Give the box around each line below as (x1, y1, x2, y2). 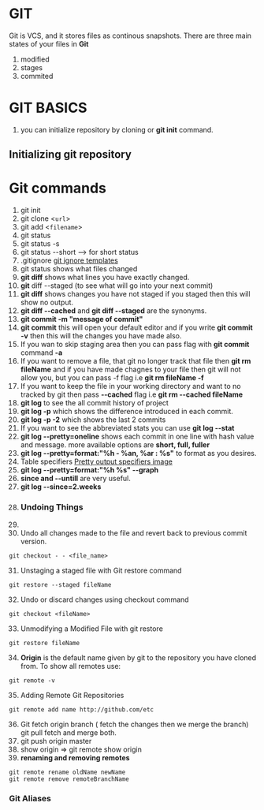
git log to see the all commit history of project (20, 398, 169, 408)
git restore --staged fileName (9, 580, 112, 588)
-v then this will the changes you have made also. (20, 331, 182, 341)
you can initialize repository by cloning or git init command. (20, 125, 214, 134)
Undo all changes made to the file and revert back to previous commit (20, 528, 247, 537)
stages (20, 62, 43, 72)
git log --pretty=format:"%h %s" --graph (20, 465, 159, 475)
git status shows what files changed (20, 264, 138, 274)
